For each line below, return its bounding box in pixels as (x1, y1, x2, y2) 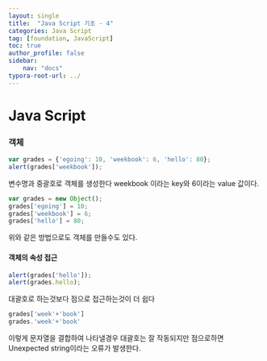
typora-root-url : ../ (8, 72, 81, 80)
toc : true (8, 42, 42, 50)
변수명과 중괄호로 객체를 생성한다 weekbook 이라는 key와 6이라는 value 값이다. (8, 178, 260, 188)
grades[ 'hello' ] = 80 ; (8, 217, 85, 226)
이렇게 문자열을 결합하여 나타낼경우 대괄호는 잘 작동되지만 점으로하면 (8, 334, 224, 343)
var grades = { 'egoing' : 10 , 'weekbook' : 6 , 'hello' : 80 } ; (8, 156, 211, 164)
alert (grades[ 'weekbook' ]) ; (8, 163, 103, 171)
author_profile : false (8, 49, 85, 57)
